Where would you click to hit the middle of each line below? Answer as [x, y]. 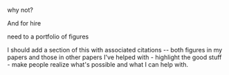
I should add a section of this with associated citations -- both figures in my [115, 50]
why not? [20, 10]
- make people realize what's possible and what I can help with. [98, 64]
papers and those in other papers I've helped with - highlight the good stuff [114, 57]
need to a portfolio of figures [48, 36]
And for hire [24, 23]
